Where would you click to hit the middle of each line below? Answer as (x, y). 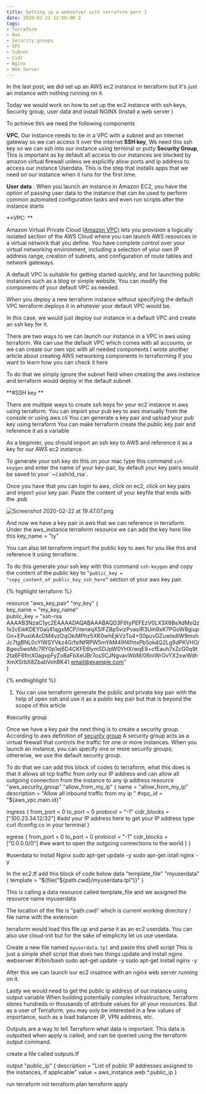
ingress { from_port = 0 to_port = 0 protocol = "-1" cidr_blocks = (88, 812)
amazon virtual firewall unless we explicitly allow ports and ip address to (98, 162)
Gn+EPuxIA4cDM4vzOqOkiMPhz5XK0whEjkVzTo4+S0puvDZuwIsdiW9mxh (102, 636)
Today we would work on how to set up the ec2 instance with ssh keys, (97, 105)
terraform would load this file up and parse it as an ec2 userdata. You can (99, 929)
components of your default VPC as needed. (63, 288)
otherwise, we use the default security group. (64, 755)
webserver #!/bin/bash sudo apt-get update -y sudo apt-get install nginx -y (102, 961)
